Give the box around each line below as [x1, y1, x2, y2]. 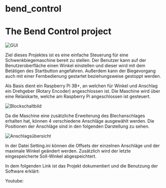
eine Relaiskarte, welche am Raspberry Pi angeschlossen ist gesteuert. [5, 93, 151, 100]
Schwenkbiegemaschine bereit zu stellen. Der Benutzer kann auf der [5, 57, 147, 63]
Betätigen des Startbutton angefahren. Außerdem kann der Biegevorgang [5, 68, 156, 74]
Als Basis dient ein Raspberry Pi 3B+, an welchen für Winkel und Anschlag [5, 83, 158, 89]
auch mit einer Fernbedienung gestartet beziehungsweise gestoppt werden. [5, 73, 161, 79]
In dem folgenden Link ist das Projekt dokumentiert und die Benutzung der [5, 163, 158, 169]
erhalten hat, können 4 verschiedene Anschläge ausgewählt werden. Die [5, 118, 155, 124]
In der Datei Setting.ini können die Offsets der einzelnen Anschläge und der [5, 143, 160, 149]
